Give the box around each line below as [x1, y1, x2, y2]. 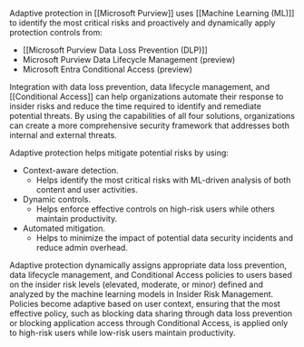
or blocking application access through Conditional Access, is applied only [9, 318, 289, 328]
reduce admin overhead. [35, 243, 129, 253]
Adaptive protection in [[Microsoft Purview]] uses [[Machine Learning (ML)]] [9, 8, 295, 18]
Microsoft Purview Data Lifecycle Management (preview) [22, 55, 236, 64]
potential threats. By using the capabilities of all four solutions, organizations [9, 111, 295, 121]
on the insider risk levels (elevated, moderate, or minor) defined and [9, 279, 264, 290]
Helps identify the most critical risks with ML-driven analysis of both [35, 174, 291, 185]
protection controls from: [9, 27, 103, 37]
